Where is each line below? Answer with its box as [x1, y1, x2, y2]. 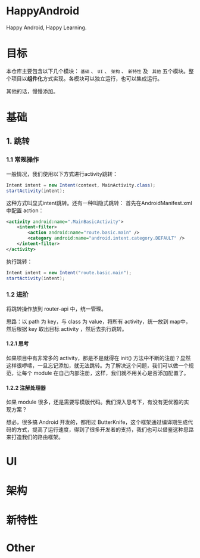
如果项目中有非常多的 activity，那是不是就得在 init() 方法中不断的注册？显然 [6, 355, 191, 361]
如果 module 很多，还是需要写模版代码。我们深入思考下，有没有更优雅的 [6, 398, 184, 406]
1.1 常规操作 [6, 156, 39, 164]
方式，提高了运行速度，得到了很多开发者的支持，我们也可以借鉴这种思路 [16, 426, 194, 433]
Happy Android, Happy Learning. [6, 24, 87, 31]
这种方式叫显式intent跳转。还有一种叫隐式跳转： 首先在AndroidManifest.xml [6, 199, 192, 206]
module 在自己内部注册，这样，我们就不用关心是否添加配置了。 [33, 370, 189, 376]
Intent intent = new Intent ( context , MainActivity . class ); [6, 182, 156, 188]
